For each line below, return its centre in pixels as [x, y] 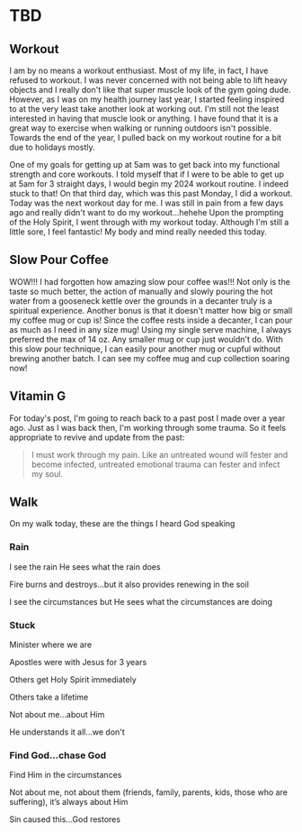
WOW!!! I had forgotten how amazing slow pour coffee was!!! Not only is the [150, 281]
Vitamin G [38, 396]
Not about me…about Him [57, 715]
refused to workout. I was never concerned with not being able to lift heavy [148, 80]
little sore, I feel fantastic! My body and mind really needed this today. [138, 232]
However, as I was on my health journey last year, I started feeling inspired [147, 99]
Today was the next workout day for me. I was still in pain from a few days [147, 203]
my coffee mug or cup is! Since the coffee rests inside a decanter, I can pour [151, 320]
